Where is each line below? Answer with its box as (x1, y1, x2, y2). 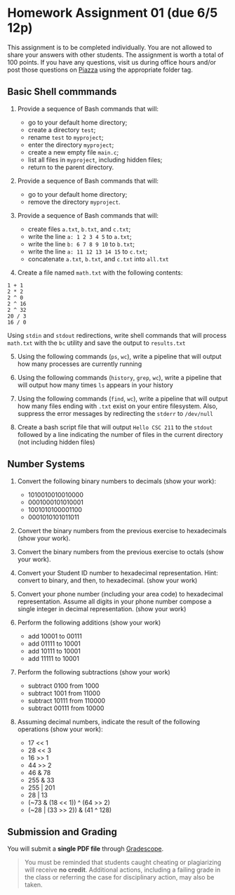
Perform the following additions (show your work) (17, 618, 161, 627)
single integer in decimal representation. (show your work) (17, 604, 187, 613)
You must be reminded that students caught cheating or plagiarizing (24, 858, 222, 867)
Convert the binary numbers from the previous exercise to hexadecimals (17, 526, 227, 535)
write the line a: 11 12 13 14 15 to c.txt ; (27, 247, 147, 256)
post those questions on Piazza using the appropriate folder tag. (7, 65, 193, 74)
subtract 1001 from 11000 (27, 688, 100, 697)
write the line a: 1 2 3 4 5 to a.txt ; (27, 232, 132, 240)
